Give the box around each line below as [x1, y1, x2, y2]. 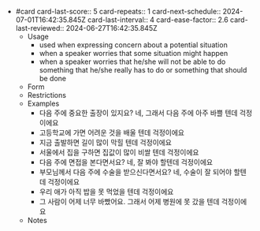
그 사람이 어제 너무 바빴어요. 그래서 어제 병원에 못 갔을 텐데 [39, 197, 220, 206]
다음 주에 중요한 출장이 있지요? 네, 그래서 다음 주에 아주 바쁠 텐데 [39, 108, 238, 117]
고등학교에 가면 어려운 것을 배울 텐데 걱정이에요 [39, 128, 185, 137]
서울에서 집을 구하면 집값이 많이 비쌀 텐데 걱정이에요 [39, 147, 199, 157]
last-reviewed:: [15, 24, 65, 32]
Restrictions [27, 91, 67, 99]
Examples [27, 99, 60, 108]
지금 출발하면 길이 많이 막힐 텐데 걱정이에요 [39, 138, 172, 147]
